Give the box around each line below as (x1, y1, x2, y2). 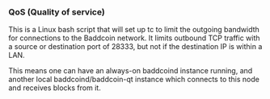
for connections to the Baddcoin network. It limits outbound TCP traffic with (8, 33, 260, 43)
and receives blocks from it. (8, 83, 101, 93)
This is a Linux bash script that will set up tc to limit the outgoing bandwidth (8, 25, 260, 35)
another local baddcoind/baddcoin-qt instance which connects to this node (8, 75, 260, 85)
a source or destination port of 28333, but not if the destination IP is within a (8, 42, 263, 52)
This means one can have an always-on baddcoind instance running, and (8, 66, 253, 76)
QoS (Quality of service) (8, 6, 105, 18)
